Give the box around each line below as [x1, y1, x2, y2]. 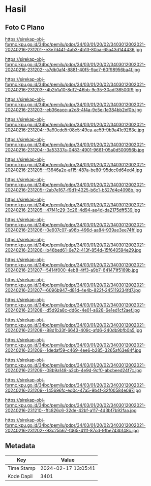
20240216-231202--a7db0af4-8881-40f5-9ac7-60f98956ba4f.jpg [5, 67, 140, 73]
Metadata [5, 442, 35, 450]
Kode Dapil [7, 473, 33, 480]
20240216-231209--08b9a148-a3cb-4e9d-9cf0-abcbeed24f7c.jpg [5, 368, 142, 373]
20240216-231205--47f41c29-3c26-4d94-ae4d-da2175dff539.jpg [5, 207, 140, 213]
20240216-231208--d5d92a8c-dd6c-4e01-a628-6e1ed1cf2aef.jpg [5, 307, 140, 313]
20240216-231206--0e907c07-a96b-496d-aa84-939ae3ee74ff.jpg [5, 227, 142, 233]
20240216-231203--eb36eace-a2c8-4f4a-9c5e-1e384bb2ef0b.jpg [5, 107, 142, 112]
